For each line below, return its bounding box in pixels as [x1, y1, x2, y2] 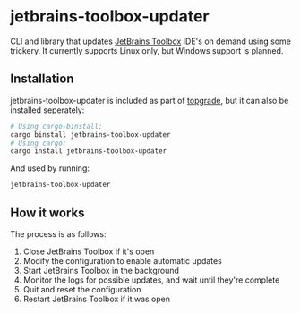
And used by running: [10, 163, 90, 173]
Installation [10, 72, 74, 87]
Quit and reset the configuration [22, 283, 141, 294]
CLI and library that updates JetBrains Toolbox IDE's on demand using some [10, 36, 292, 47]
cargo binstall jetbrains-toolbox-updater [10, 130, 171, 140]
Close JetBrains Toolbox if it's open [22, 246, 155, 257]
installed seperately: [10, 105, 85, 115]
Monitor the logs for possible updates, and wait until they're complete [22, 275, 280, 285]
